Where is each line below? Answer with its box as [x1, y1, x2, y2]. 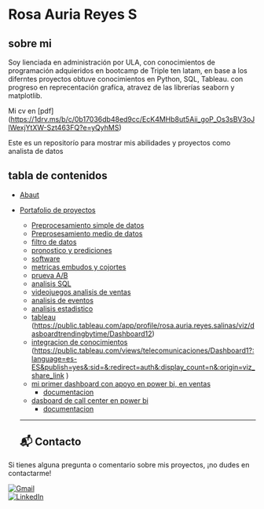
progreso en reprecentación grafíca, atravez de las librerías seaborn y [8, 82, 235, 92]
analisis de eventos [31, 295, 94, 305]
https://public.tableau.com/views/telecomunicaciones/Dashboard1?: [34, 346, 255, 355]
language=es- [31, 353, 77, 363]
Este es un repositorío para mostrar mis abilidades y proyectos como [8, 138, 231, 147]
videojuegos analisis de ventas [31, 287, 131, 296]
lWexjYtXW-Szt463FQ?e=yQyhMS [8, 123, 119, 132]
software [31, 254, 60, 263]
